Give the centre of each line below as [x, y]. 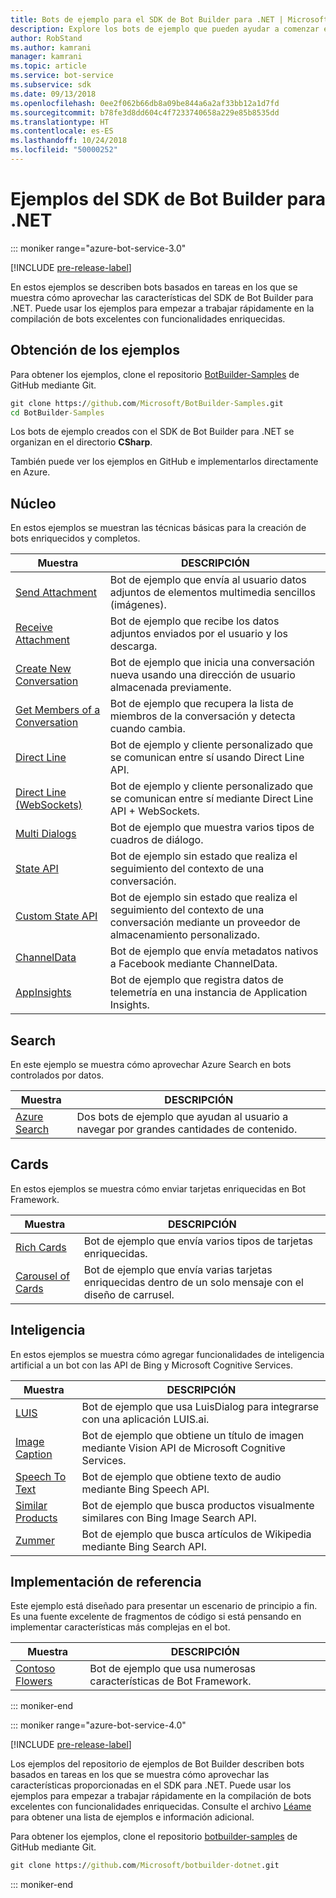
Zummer [35, 1540]
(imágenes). [138, 605]
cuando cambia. [147, 729]
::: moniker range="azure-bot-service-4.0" [98, 1725]
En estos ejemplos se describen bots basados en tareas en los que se [154, 287]
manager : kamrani [46, 57]
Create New [43, 669]
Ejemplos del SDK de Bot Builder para [168, 199]
